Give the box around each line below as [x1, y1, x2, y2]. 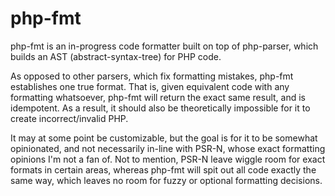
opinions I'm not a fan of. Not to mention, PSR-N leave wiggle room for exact [10, 153, 326, 165]
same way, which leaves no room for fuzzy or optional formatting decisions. [10, 174, 323, 186]
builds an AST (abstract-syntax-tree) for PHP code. [10, 50, 222, 62]
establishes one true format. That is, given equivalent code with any [10, 80, 290, 92]
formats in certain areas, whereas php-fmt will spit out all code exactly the [10, 163, 317, 176]
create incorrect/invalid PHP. [10, 112, 129, 124]
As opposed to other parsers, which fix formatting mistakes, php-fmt [10, 70, 294, 82]
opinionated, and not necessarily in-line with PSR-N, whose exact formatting [10, 142, 326, 154]
